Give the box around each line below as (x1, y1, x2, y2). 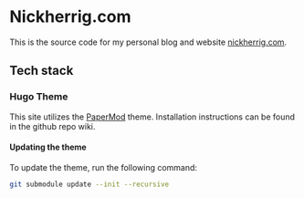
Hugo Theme (9, 90, 68, 103)
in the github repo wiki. (9, 120, 96, 131)
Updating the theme (9, 141, 87, 152)
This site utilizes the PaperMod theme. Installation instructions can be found (9, 111, 295, 122)
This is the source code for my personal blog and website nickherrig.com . (9, 36, 288, 47)
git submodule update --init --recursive (9, 180, 170, 189)
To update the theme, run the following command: (9, 162, 198, 172)
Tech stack (9, 63, 74, 78)
